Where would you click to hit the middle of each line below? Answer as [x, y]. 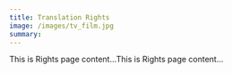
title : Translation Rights [60, 17]
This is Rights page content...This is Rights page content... [116, 60]
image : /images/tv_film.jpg [62, 26]
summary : [26, 34]
